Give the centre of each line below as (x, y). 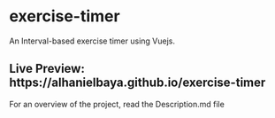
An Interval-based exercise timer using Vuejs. (92, 41)
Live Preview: (47, 69)
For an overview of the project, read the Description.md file (117, 104)
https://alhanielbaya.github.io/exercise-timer (137, 83)
